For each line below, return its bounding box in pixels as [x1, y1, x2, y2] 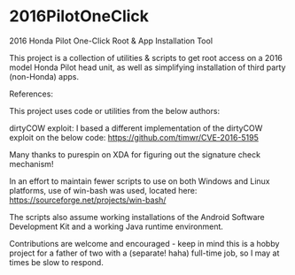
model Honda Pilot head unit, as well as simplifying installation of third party [9, 62, 286, 73]
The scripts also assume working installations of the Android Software [9, 211, 266, 222]
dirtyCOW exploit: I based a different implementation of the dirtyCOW [9, 122, 263, 134]
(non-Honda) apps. [9, 71, 80, 81]
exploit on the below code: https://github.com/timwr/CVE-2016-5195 [9, 132, 259, 142]
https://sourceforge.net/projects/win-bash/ [9, 195, 167, 205]
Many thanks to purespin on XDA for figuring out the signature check [9, 149, 261, 160]
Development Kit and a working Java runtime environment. [9, 221, 224, 232]
